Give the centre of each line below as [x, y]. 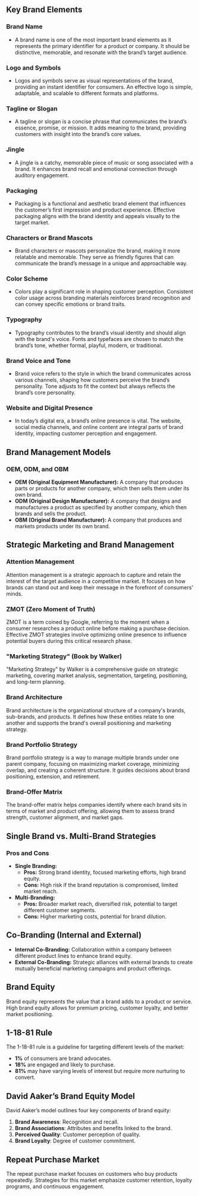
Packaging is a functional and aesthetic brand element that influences [100, 203]
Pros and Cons [28, 853]
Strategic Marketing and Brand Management [90, 545]
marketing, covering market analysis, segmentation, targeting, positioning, [97, 676]
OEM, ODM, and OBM [37, 469]
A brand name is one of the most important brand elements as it [93, 40]
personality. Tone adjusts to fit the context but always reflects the [95, 386]
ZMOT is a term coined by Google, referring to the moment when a [88, 622]
